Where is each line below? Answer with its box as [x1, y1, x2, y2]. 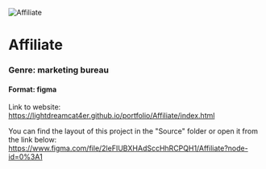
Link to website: [8, 102, 61, 112]
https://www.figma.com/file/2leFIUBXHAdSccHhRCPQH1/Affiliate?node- [8, 143, 248, 153]
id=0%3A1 [8, 152, 43, 162]
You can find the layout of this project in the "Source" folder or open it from [8, 126, 258, 136]
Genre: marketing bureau [8, 64, 109, 76]
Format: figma [8, 84, 57, 94]
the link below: [8, 135, 57, 145]
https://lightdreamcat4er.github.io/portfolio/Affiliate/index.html [8, 111, 215, 121]
